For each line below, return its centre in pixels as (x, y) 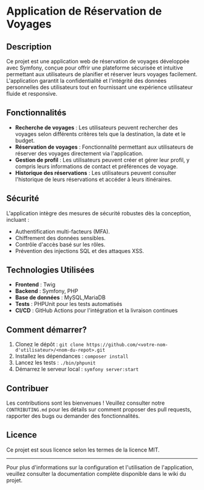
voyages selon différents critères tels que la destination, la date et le (100, 134)
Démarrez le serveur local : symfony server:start (77, 369)
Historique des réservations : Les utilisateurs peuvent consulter (96, 172)
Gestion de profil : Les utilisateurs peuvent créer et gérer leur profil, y (102, 160)
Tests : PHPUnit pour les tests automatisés (69, 304)
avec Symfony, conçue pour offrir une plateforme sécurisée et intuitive (95, 68)
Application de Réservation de (84, 11)
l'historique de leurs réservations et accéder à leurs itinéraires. (93, 179)
